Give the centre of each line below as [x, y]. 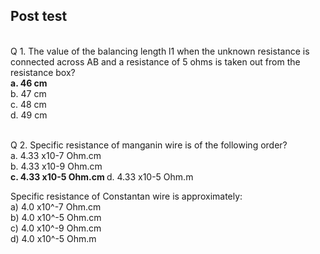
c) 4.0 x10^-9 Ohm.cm [56, 228]
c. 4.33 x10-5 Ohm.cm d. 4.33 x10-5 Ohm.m [102, 176]
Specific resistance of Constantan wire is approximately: [126, 196]
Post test [39, 16]
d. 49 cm [29, 115]
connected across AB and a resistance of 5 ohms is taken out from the [155, 61]
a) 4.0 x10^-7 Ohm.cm [56, 206]
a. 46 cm [29, 83]
